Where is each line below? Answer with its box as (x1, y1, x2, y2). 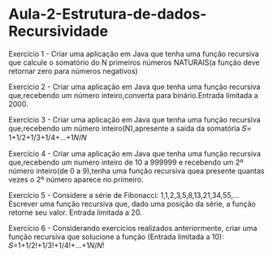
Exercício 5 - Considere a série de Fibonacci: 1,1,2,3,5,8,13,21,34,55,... (8, 190, 240, 199)
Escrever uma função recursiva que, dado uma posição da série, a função (8, 199, 256, 208)
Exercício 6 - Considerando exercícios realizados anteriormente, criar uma (8, 223, 258, 233)
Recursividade (8, 22, 108, 41)
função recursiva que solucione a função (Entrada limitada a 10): (8, 232, 225, 242)
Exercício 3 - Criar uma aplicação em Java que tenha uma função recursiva (8, 114, 262, 124)
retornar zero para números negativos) (8, 66, 138, 75)
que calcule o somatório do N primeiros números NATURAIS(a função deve (8, 58, 260, 67)
